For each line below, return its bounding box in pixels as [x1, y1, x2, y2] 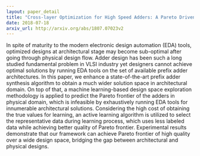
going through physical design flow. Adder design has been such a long [6, 54, 182, 61]
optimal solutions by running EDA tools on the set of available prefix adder [6, 67, 188, 74]
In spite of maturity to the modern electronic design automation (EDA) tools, [6, 42, 192, 49]
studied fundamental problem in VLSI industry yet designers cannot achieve [6, 61, 192, 68]
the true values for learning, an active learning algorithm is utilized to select [6, 111, 191, 118]
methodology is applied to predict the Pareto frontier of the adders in [6, 92, 175, 99]
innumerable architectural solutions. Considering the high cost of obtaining [6, 105, 190, 112]
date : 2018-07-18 [6, 20, 49, 26]
